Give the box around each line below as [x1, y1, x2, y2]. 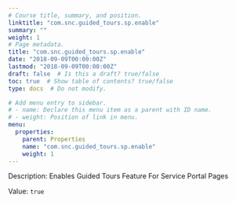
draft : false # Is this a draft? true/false [8, 70, 159, 78]
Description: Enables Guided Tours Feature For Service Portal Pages [8, 171, 229, 181]
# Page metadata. [8, 41, 65, 49]
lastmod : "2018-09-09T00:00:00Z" [8, 63, 118, 71]
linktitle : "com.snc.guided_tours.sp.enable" [8, 19, 159, 27]
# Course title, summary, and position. [8, 11, 143, 20]
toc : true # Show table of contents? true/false [8, 77, 174, 85]
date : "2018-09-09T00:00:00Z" [8, 56, 107, 64]
